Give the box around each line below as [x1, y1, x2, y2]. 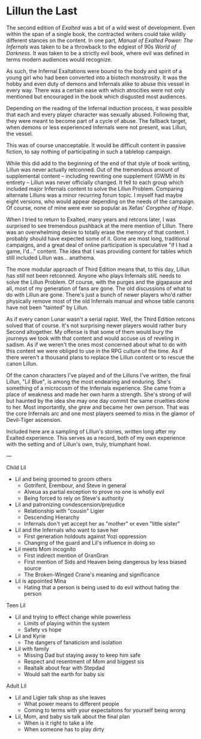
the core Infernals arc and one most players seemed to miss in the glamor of [6, 409, 195, 417]
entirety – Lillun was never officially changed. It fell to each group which [6, 179, 184, 186]
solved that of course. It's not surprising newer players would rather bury [6, 322, 187, 329]
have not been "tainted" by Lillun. [6, 304, 89, 311]
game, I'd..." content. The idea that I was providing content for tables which [6, 248, 193, 255]
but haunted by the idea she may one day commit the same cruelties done [6, 397, 190, 404]
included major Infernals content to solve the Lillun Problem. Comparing [6, 185, 184, 192]
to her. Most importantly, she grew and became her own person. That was [6, 403, 189, 411]
